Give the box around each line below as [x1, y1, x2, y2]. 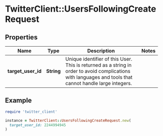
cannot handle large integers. [65, 80, 132, 86]
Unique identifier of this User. [65, 56, 132, 62]
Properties [5, 33, 38, 41]
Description [87, 48, 115, 54]
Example [5, 96, 32, 105]
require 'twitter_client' [5, 109, 57, 114]
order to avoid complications [65, 68, 130, 74]
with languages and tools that [65, 74, 132, 81]
